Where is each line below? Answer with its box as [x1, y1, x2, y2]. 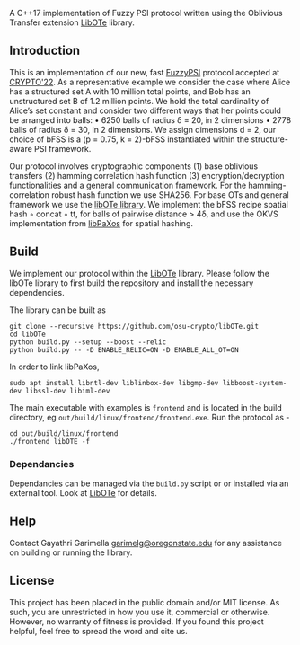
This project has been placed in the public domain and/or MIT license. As [9, 596, 280, 607]
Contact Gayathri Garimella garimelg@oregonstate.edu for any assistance [9, 537, 283, 548]
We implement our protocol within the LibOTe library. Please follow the [9, 268, 269, 278]
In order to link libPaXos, [9, 361, 100, 372]
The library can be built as [9, 305, 106, 315]
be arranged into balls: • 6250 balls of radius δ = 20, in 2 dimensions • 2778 [9, 114, 292, 125]
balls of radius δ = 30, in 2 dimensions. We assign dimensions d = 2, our [9, 124, 277, 135]
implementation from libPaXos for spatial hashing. [9, 217, 194, 228]
